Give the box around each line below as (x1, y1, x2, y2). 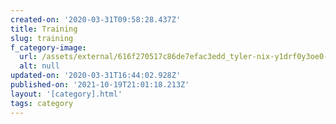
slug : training (10, 33, 74, 43)
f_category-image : (10, 42, 87, 53)
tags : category (10, 98, 74, 108)
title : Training (10, 24, 78, 34)
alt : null (19, 61, 60, 71)
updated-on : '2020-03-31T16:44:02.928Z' (10, 71, 182, 81)
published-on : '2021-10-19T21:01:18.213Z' (10, 80, 190, 90)
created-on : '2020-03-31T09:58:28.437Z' (10, 14, 182, 25)
